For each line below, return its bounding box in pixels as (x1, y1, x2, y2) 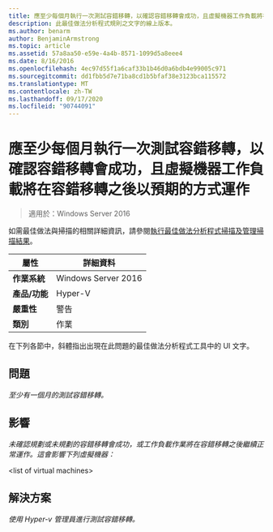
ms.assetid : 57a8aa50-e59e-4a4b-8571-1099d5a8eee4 (8, 49, 183, 58)
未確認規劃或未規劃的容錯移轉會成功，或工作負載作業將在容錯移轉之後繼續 (8, 439, 257, 448)
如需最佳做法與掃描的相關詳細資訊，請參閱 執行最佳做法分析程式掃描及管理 (8, 226, 257, 236)
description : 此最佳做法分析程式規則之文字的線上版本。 (8, 19, 177, 28)
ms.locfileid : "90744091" (8, 102, 96, 110)
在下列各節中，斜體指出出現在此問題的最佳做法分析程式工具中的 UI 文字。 (8, 341, 254, 351)
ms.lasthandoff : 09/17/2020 (8, 95, 104, 103)
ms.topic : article (8, 42, 70, 50)
